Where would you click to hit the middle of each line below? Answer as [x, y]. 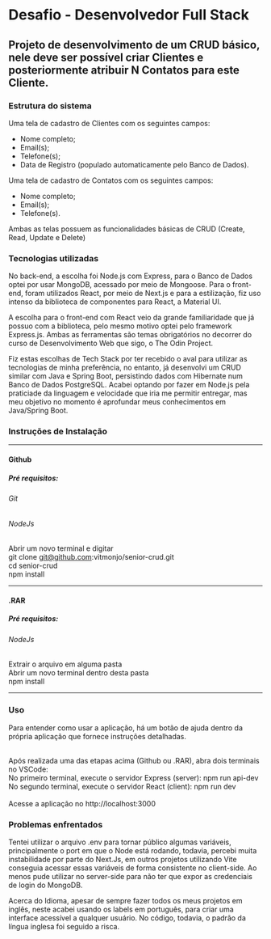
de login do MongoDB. [46, 885]
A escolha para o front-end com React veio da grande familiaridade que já [131, 318]
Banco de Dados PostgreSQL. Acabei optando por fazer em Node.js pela [129, 385]
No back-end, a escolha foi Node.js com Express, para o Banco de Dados [130, 276]
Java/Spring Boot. [38, 411]
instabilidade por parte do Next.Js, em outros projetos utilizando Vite [123, 860]
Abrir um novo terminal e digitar [61, 548]
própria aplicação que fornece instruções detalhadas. [98, 736]
